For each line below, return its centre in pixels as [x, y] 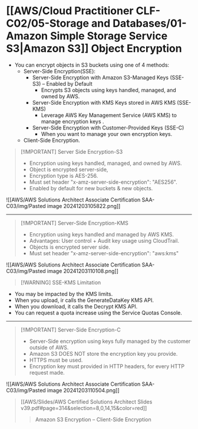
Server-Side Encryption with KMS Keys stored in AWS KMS [104, 102]
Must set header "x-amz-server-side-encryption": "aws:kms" [104, 253]
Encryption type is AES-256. [64, 175]
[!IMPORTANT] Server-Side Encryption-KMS [74, 223]
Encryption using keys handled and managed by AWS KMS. [102, 234]
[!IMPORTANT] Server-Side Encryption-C [70, 330]
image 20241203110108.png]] [83, 271]
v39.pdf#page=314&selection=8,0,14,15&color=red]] [84, 408]
